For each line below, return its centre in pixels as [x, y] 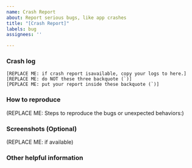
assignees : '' [24, 35]
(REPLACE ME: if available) [40, 142]
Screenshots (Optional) [42, 128]
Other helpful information [45, 158]
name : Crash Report [31, 12]
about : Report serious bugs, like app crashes [66, 18]
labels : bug [21, 29]
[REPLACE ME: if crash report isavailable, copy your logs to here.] [97, 74]
